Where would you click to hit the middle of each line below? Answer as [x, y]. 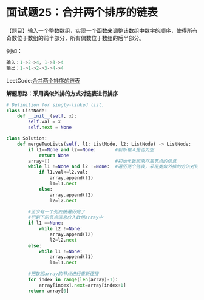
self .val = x [45, 122]
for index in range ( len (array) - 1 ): [73, 279]
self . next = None [50, 128]
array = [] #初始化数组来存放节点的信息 [103, 161]
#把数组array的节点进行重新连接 [63, 274]
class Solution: [27, 138]
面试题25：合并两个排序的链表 [82, 12]
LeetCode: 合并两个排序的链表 [43, 80]
